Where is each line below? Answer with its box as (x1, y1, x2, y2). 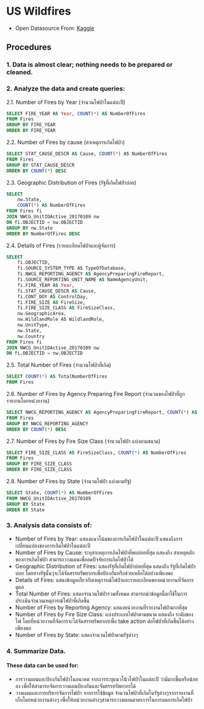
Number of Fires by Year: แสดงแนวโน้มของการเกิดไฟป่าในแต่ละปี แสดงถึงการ (15, 535, 183, 542)
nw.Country (17, 333, 45, 339)
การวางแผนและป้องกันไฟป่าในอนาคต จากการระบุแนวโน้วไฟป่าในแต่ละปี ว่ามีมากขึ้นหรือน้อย (15, 675, 199, 683)
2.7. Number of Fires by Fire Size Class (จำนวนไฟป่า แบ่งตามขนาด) (6, 437, 161, 445)
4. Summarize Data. (6, 647, 66, 655)
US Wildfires (6, 4, 71, 18)
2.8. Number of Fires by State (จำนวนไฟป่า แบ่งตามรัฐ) (6, 478, 132, 485)
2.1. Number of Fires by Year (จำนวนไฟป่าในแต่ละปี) (6, 98, 126, 106)
